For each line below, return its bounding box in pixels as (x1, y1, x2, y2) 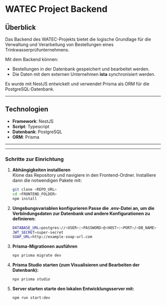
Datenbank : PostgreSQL (12, 129, 63, 135)
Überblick (5, 23, 36, 32)
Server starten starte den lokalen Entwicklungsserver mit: (12, 286, 134, 292)
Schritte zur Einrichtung (5, 155, 64, 162)
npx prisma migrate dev (12, 253, 62, 258)
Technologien (5, 105, 48, 113)
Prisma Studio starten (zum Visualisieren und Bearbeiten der (12, 262, 140, 268)
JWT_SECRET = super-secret (12, 230, 64, 235)
